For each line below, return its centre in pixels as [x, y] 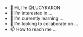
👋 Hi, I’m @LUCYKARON [35, 8]
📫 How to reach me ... [33, 29]
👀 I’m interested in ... [31, 13]
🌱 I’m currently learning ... [37, 18]
